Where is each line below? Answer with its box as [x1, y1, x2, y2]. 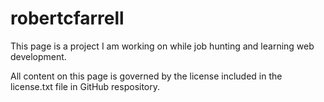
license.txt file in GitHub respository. [10, 80, 161, 92]
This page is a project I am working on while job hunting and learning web [10, 40, 315, 52]
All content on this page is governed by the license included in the [10, 70, 283, 82]
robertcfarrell [10, 7, 125, 30]
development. [10, 50, 67, 62]
